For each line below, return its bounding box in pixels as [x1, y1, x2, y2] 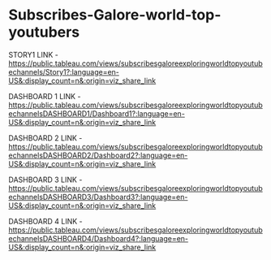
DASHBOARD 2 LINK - [8, 132, 83, 143]
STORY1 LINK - [8, 50, 59, 59]
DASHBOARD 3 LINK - [8, 175, 83, 184]
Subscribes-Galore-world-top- [8, 6, 222, 24]
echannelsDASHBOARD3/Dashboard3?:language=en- [8, 192, 188, 201]
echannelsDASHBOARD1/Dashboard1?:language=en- [8, 108, 185, 119]
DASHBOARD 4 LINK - [8, 216, 83, 226]
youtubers [8, 23, 80, 41]
